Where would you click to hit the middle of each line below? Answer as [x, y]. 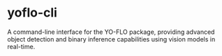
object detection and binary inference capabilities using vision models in [111, 39]
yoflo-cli [32, 13]
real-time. [21, 46]
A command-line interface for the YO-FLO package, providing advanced [111, 32]
